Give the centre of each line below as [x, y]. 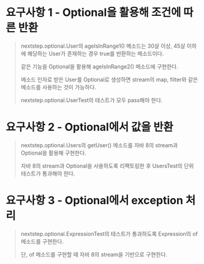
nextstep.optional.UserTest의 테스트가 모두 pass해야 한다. [92, 100]
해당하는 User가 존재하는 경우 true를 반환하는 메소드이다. [96, 53]
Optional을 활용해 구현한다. [53, 153]
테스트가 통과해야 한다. [48, 173]
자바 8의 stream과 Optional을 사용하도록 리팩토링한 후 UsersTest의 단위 [107, 166]
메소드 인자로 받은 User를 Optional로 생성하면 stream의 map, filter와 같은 [109, 79]
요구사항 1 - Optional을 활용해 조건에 [93, 13]
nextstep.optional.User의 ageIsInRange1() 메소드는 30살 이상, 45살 [103, 46]
